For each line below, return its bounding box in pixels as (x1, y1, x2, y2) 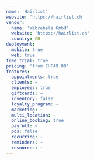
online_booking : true (11, 118, 64, 124)
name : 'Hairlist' (6, 8, 48, 15)
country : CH (11, 36, 41, 42)
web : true (11, 52, 35, 58)
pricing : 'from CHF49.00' (6, 63, 69, 69)
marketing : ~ (11, 107, 43, 113)
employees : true (11, 85, 51, 91)
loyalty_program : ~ (11, 101, 59, 107)
